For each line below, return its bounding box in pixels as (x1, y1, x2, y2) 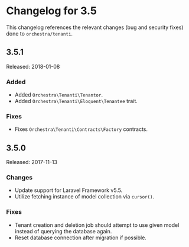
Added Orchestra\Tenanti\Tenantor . (14, 91, 103, 98)
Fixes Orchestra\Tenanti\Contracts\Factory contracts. (14, 126, 148, 133)
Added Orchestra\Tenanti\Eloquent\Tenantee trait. (14, 98, 138, 105)
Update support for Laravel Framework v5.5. (14, 187, 123, 194)
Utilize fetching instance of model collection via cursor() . (14, 193, 155, 200)
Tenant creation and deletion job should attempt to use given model (14, 221, 180, 229)
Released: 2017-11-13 (6, 159, 58, 166)
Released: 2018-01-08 (6, 63, 60, 70)
